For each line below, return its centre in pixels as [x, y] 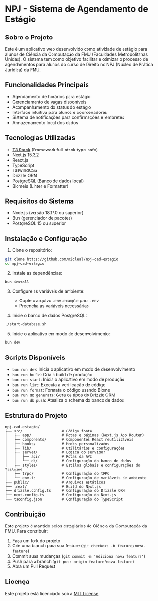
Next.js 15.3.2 [26, 155]
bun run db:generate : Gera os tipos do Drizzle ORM [64, 395]
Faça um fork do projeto [36, 541]
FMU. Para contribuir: [26, 531]
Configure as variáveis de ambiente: [48, 291]
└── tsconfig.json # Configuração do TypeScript [64, 499]
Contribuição [26, 514]
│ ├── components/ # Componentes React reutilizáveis [69, 440]
